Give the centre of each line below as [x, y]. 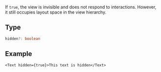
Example [19, 54]
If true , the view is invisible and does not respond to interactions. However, [81, 7]
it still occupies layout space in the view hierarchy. [56, 12]
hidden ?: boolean [23, 38]
